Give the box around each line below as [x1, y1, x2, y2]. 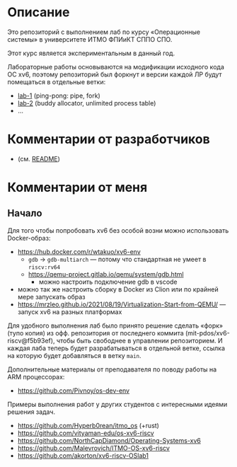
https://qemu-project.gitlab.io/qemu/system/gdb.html [28, 270, 184, 278]
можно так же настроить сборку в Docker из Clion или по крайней [17, 284, 219, 294]
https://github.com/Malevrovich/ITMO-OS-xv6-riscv [17, 444, 170, 452]
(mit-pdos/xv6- [185, 328, 230, 337]
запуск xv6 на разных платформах [17, 307, 122, 316]
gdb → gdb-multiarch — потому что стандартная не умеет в [28, 255, 207, 263]
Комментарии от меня [7, 180, 148, 195]
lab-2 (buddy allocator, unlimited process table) [17, 98, 156, 107]
